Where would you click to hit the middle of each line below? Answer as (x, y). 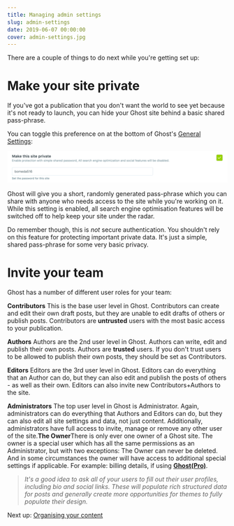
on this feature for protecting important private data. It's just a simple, (107, 237)
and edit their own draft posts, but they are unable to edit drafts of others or (116, 313)
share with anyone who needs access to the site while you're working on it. (115, 201)
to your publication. (35, 328)
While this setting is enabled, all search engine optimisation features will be (115, 209)
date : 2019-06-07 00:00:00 (46, 29)
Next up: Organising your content (55, 515)
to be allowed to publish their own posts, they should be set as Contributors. (117, 357)
